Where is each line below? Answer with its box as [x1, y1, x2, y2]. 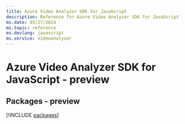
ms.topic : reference [6, 24, 57, 31]
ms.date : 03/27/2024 [6, 19, 57, 25]
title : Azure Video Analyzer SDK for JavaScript [6, 8, 127, 15]
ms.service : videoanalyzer [6, 36, 72, 41]
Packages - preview [6, 96, 80, 106]
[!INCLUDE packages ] [6, 112, 59, 118]
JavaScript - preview [6, 73, 110, 86]
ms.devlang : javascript [6, 30, 64, 36]
